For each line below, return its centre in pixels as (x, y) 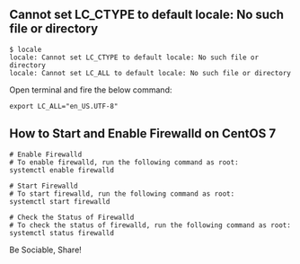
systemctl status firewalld (62, 233)
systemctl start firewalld (60, 201)
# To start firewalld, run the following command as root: (122, 194)
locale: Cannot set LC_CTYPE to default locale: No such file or (134, 57)
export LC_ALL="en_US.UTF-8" (64, 106)
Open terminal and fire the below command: (91, 90)
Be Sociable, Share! (46, 250)
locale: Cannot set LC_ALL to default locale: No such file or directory (150, 73)
